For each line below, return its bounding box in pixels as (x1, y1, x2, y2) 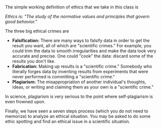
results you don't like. (12, 58, 56, 64)
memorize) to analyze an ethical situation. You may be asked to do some (5, 113, 151, 119)
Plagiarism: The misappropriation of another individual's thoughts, (12, 79, 146, 85)
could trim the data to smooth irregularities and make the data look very (12, 48, 157, 54)
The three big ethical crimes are (5, 28, 69, 34)
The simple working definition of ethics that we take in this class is (5, 4, 139, 10)
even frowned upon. (5, 99, 46, 104)
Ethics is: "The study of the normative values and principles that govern (5, 14, 150, 19)
